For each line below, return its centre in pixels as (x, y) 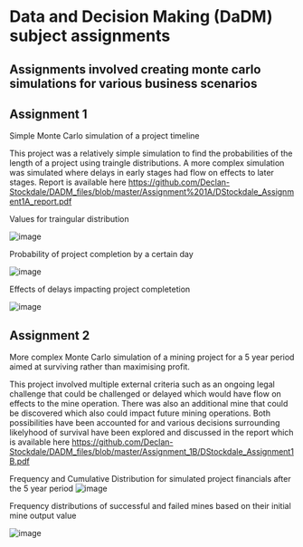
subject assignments (90, 36)
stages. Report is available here (68, 182)
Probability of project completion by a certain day (102, 254)
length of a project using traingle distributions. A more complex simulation (147, 163)
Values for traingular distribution (69, 219)
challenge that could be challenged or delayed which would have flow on (146, 394)
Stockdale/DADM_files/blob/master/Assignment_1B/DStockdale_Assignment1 (151, 452)
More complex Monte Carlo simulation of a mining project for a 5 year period (152, 357)
